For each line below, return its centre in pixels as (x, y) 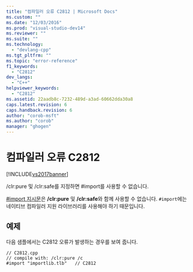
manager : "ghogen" (29, 127)
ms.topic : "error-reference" (42, 61)
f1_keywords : (22, 66)
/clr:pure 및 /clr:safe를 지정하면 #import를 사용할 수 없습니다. (78, 186)
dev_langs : (19, 77)
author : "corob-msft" (33, 115)
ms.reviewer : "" (26, 34)
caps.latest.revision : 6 (37, 105)
